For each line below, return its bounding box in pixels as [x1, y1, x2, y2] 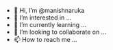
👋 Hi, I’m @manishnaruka [13, 7, 85, 14]
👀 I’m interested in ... [13, 14, 72, 22]
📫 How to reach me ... [13, 36, 77, 43]
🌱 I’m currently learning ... [13, 21, 87, 28]
